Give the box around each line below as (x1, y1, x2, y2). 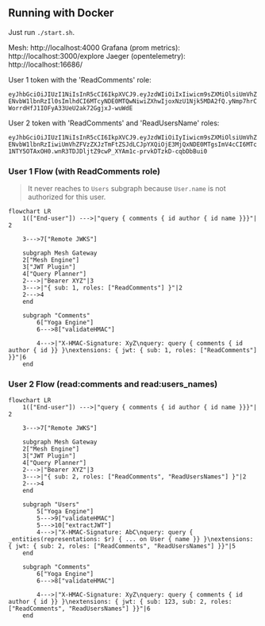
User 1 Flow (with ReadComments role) (8, 166, 161, 177)
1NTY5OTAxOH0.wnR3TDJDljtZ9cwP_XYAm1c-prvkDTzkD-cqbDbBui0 (8, 147, 208, 156)
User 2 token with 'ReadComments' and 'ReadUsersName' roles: (8, 118, 220, 128)
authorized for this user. (27, 192, 106, 202)
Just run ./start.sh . (8, 27, 75, 36)
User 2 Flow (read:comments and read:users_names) (8, 378, 218, 390)
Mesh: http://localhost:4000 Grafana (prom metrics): (8, 43, 181, 52)
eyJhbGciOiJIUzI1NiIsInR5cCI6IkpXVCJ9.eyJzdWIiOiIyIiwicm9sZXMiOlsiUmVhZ (8, 133, 258, 141)
